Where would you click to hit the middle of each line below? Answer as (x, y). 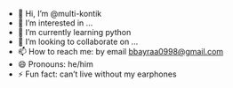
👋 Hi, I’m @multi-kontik (60, 14)
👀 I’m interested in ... (55, 23)
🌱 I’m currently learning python (74, 32)
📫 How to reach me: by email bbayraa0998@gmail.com (121, 51)
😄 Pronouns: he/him (55, 64)
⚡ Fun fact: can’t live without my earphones (97, 74)
